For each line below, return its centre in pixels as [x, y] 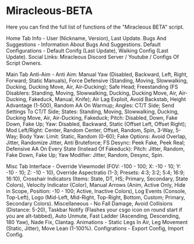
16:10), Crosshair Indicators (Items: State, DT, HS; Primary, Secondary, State [97, 179]
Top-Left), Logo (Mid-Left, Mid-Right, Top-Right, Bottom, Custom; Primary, [96, 197]
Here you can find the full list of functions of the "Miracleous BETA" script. [95, 27]
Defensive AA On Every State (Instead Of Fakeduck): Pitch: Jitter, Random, [96, 149]
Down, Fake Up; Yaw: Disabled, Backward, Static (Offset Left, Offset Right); [96, 124]
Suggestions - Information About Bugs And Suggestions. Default [84, 44]
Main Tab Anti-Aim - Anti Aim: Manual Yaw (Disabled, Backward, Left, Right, [97, 74]
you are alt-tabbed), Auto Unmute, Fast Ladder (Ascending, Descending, [93, 216]
